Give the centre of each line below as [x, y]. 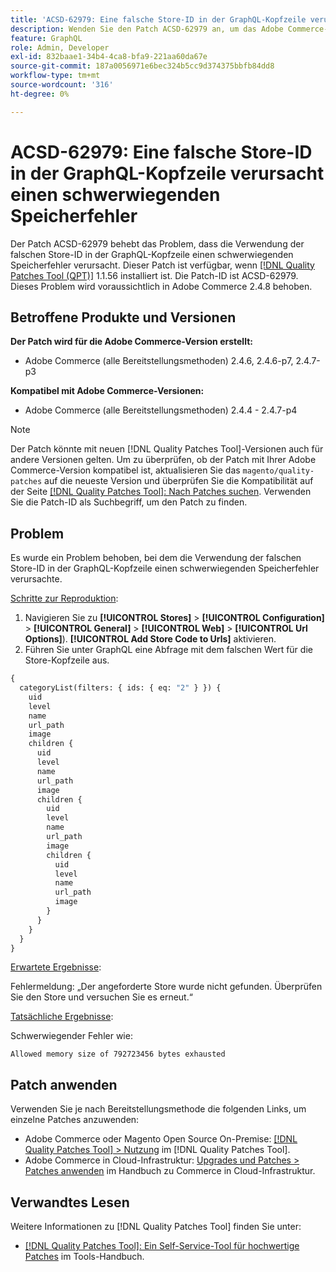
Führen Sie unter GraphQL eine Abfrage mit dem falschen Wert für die [168, 650]
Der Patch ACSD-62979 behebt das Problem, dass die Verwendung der [157, 243]
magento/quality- [278, 471]
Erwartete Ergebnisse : [56, 967]
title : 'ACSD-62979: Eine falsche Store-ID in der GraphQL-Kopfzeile [158, 19]
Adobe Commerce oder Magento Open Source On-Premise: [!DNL [161, 1139]
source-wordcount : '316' [62, 85]
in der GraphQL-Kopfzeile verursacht [167, 173]
